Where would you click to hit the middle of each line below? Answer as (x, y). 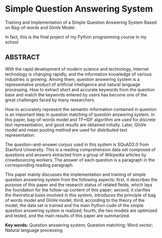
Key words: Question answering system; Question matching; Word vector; (79, 225)
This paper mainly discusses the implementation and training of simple (75, 174)
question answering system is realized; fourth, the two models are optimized (81, 210)
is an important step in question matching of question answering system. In (80, 114)
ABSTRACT (22, 57)
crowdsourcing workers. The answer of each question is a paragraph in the (80, 160)
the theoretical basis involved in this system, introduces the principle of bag (81, 195)
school (12, 42)
